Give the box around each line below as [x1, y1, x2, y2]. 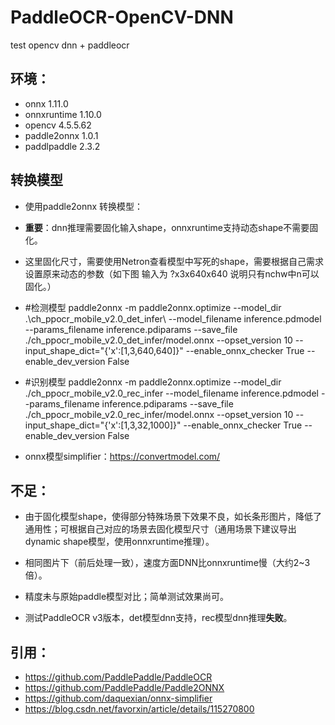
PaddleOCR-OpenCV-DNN [10, 6, 234, 29]
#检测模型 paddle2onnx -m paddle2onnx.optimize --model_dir [24, 301, 282, 313]
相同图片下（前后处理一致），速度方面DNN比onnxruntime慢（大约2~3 [24, 557, 311, 569]
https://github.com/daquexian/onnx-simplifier [24, 692, 213, 705]
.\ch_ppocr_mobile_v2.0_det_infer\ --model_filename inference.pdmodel [24, 312, 322, 325]
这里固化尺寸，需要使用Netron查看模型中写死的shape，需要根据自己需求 [24, 255, 325, 267]
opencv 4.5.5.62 [24, 119, 92, 131]
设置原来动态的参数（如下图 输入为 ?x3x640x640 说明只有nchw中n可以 [24, 267, 320, 280]
